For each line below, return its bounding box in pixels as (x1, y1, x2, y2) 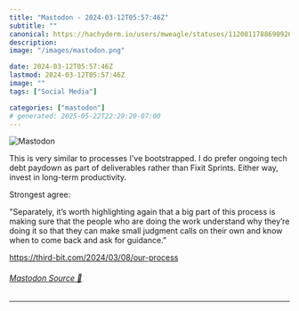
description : (9, 37, 58, 47)
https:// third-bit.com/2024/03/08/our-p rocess (9, 252, 179, 263)
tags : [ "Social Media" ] (9, 86, 98, 96)
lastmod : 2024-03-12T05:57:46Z (9, 70, 125, 80)
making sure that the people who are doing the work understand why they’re (9, 216, 290, 227)
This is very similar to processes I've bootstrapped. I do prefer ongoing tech (9, 153, 287, 164)
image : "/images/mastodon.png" (9, 46, 125, 55)
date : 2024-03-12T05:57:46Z (9, 62, 114, 71)
